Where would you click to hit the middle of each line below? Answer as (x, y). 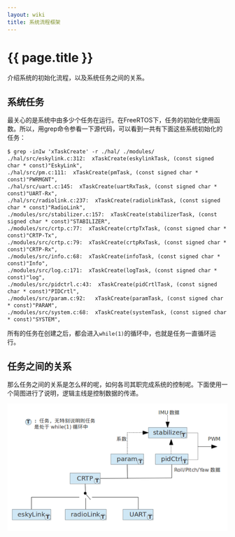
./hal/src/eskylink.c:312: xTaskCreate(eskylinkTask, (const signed (111, 159)
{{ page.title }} (50, 58)
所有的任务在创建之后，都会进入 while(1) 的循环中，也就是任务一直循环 (109, 334)
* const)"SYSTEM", (34, 320)
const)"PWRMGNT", (33, 180)
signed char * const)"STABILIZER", (59, 222)
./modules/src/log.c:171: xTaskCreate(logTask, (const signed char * (112, 271)
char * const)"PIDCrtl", (43, 292)
